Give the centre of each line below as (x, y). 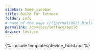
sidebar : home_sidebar (28, 9)
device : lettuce (22, 32)
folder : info (18, 18)
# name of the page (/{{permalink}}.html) (49, 23)
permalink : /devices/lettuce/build (41, 27)
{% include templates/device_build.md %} (48, 46)
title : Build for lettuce (31, 14)
